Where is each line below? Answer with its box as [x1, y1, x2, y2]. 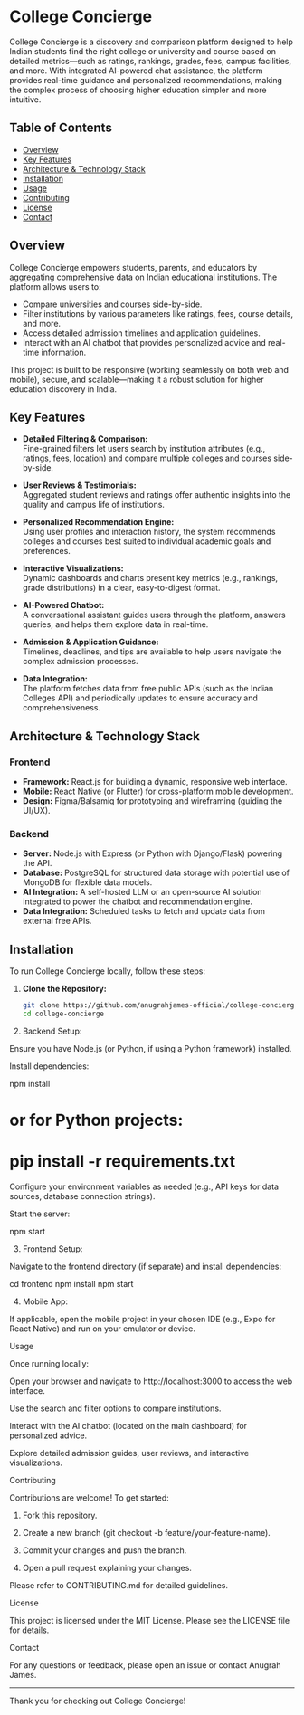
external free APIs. [22, 916, 92, 927]
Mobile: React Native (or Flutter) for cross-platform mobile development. [22, 786, 294, 797]
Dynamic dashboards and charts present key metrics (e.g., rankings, [22, 573, 279, 584]
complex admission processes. [22, 656, 138, 667]
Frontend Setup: [22, 1243, 83, 1254]
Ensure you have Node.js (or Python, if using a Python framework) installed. [9, 1043, 292, 1053]
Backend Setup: [22, 1025, 82, 1036]
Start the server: [9, 1208, 71, 1219]
